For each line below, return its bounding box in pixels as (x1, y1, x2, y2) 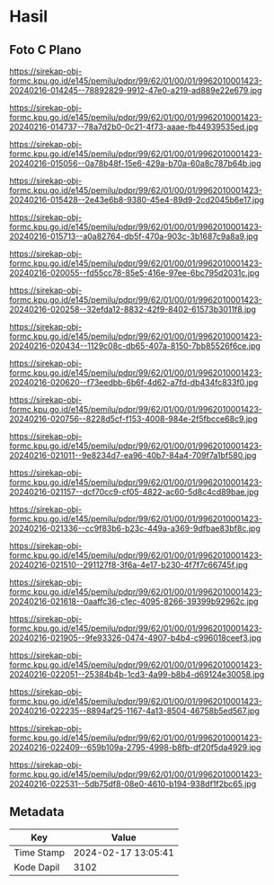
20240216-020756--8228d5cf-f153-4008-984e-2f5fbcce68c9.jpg (9, 413, 258, 424)
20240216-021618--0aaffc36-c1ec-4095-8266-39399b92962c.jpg (9, 596, 259, 606)
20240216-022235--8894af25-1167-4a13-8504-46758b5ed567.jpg (9, 705, 261, 716)
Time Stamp (13, 846, 66, 859)
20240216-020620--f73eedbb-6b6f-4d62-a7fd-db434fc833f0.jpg (9, 377, 259, 387)
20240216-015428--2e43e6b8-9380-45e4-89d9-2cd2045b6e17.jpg (9, 195, 265, 205)
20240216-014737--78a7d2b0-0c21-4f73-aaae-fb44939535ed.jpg (9, 121, 259, 132)
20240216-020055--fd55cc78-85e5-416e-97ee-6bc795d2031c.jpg (9, 268, 261, 278)
